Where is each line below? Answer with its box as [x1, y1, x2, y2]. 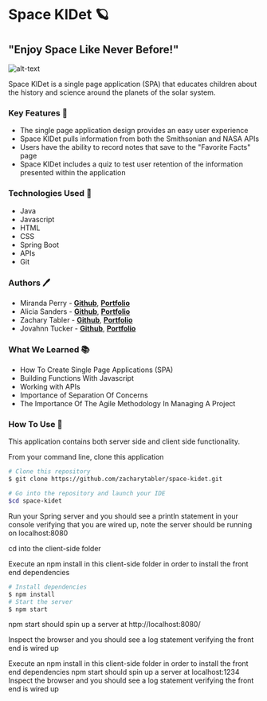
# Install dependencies [8, 582, 88, 591]
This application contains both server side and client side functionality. [8, 437, 241, 446]
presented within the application [19, 168, 126, 178]
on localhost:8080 [8, 528, 69, 538]
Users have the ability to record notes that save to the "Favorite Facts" [19, 143, 251, 152]
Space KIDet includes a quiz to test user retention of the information [19, 159, 244, 169]
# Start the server [8, 597, 73, 605]
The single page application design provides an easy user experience [19, 126, 249, 135]
